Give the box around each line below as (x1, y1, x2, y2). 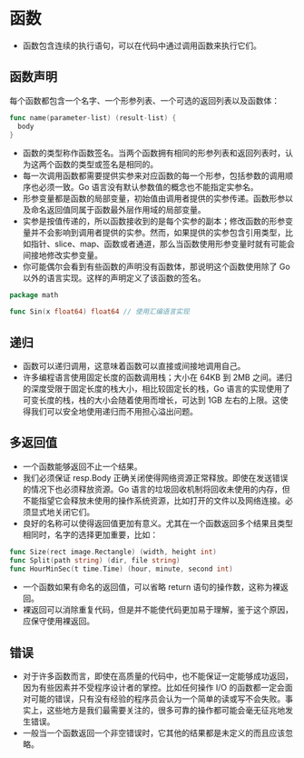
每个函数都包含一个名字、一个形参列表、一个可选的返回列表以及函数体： (9, 95, 279, 105)
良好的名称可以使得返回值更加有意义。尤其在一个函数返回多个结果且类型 (22, 517, 293, 528)
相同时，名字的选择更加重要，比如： (22, 529, 159, 540)
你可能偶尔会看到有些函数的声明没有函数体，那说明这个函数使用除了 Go (22, 261, 290, 273)
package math (9, 291, 59, 300)
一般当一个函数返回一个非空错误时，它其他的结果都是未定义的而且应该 (22, 728, 286, 739)
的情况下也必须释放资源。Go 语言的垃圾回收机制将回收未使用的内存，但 (22, 484, 290, 494)
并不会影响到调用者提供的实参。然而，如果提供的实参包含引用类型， (30, 227, 286, 238)
